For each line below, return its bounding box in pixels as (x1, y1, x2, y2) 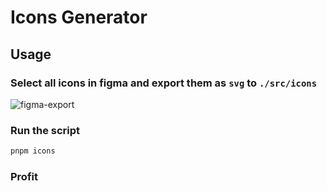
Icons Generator (10, 6, 148, 29)
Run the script (10, 123, 81, 137)
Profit (10, 169, 38, 183)
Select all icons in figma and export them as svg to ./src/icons (10, 76, 318, 90)
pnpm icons (10, 146, 56, 156)
